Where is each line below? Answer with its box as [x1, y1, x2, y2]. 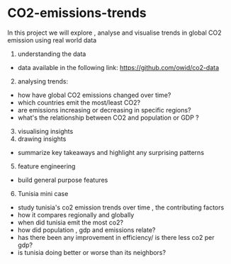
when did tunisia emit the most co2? [17, 218, 124, 226]
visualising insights [17, 127, 74, 135]
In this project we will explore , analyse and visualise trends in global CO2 [7, 28, 222, 37]
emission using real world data [7, 35, 97, 44]
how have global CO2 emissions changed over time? [17, 91, 171, 99]
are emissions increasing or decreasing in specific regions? [17, 105, 191, 114]
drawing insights [17, 134, 67, 143]
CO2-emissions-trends [7, 5, 147, 21]
